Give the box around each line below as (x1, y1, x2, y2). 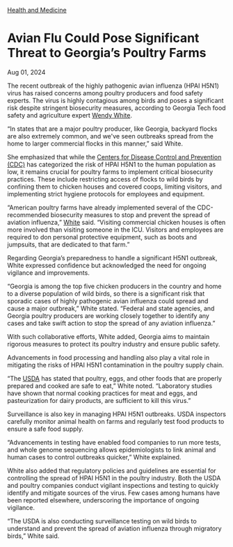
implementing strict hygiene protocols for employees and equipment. (7, 189, 205, 198)
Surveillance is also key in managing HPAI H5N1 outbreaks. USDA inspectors (7, 410, 226, 418)
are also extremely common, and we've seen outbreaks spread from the (7, 132, 214, 140)
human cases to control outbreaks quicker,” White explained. (7, 452, 182, 461)
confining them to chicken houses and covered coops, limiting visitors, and (7, 182, 223, 191)
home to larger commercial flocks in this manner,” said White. (7, 139, 183, 148)
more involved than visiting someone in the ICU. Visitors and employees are (7, 225, 224, 234)
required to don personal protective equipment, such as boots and (7, 232, 197, 241)
